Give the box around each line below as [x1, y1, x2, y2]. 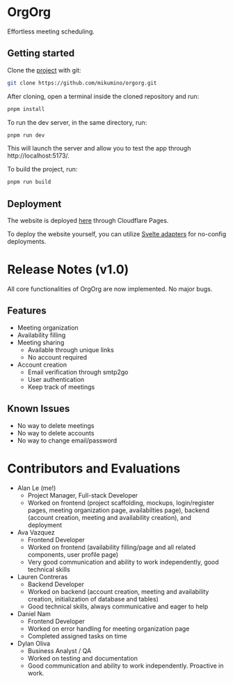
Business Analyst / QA [27, 646, 92, 655]
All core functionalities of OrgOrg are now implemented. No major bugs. [7, 285, 213, 293]
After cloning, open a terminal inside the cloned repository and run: [7, 92, 200, 100]
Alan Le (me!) [17, 484, 56, 492]
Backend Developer [27, 580, 85, 588]
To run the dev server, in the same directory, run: [7, 118, 147, 126]
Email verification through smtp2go [27, 367, 129, 376]
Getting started [7, 47, 75, 59]
